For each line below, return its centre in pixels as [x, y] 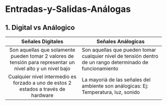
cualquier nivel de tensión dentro [120, 56]
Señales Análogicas [121, 42]
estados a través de [42, 89]
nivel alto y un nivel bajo [42, 68]
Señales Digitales [42, 42]
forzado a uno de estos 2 [42, 83]
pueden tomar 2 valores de [42, 56]
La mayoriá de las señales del [116, 80]
